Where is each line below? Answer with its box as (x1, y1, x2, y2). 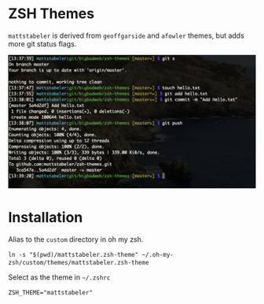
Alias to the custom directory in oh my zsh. (8, 235, 144, 244)
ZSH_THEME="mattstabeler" (8, 289, 93, 297)
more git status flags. (8, 39, 77, 48)
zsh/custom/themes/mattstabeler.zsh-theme (8, 259, 149, 267)
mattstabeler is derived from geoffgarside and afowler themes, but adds (8, 31, 245, 40)
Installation (8, 209, 83, 227)
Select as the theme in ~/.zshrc (8, 272, 111, 282)
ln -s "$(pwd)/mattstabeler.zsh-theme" (8, 251, 139, 259)
